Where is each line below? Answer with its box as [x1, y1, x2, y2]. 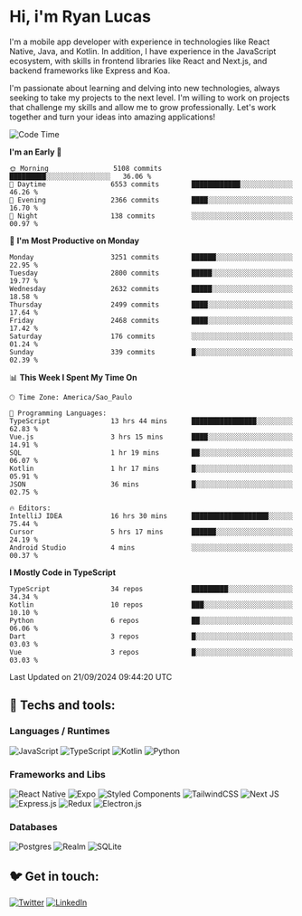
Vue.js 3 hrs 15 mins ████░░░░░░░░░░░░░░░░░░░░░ [9, 432, 294, 441]
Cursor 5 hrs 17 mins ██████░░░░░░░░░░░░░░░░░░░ [9, 527, 294, 536]
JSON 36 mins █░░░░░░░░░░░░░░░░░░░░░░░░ [9, 479, 294, 489]
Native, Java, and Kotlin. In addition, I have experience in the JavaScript [9, 45, 277, 56]
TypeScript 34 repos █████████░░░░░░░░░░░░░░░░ [9, 584, 294, 593]
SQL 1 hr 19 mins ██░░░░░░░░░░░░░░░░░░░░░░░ [9, 448, 294, 458]
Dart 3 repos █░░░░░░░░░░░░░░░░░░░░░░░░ [9, 631, 294, 641]
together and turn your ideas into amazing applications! [9, 111, 216, 122]
